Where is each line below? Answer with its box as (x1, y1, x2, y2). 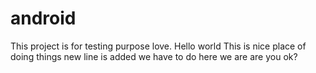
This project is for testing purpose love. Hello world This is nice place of (10, 40, 307, 52)
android (10, 7, 77, 30)
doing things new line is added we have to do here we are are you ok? (10, 50, 298, 62)
